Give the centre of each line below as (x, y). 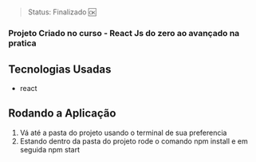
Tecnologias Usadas (60, 69)
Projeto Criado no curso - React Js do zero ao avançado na (124, 34)
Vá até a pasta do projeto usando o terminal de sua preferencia (123, 132)
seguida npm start (49, 149)
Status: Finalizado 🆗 (62, 12)
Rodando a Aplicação (62, 114)
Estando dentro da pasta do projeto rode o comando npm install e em (134, 141)
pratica (22, 43)
